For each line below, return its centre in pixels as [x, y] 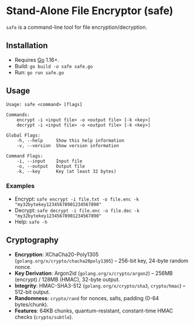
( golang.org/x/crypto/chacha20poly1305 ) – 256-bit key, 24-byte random [101, 261]
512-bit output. [32, 292]
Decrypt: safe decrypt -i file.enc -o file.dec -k [77, 210]
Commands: [18, 115]
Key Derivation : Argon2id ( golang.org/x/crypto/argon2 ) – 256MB [93, 273]
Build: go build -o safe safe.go [54, 66]
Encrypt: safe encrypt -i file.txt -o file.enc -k [77, 199]
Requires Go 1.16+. [37, 59]
